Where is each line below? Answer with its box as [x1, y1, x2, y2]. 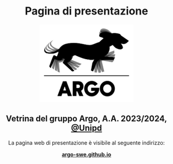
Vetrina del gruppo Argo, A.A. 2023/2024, [5, 113, 168, 124]
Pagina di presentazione [25, 4, 148, 18]
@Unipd [71, 123, 102, 133]
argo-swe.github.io [61, 151, 112, 158]
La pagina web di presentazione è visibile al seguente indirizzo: [8, 139, 165, 146]
